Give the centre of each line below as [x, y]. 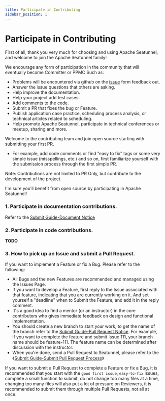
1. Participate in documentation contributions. [61, 206]
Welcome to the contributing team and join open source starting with [75, 139]
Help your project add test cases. [46, 98]
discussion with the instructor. [43, 347]
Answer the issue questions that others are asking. [64, 87]
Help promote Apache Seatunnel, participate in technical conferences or [86, 124]
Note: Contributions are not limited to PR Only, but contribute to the [73, 174]
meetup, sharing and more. [40, 129]
